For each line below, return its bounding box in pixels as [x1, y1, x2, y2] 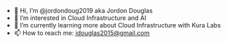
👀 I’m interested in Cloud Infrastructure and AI [13, 14, 147, 22]
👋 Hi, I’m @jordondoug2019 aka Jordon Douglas [13, 7, 153, 14]
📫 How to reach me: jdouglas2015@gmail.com [13, 29, 150, 37]
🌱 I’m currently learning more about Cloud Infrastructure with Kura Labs [13, 21, 221, 29]
